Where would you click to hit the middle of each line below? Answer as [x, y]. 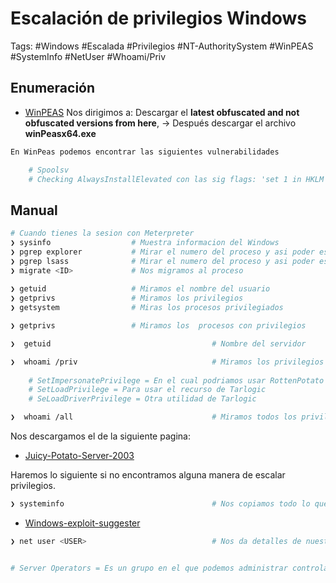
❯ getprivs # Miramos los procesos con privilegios [158, 326]
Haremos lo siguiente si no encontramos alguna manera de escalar [148, 475]
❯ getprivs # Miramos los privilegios [127, 298]
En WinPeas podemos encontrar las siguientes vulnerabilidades [145, 152]
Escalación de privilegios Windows [158, 18]
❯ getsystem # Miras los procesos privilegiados [147, 308]
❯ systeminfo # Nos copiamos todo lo [160, 504]
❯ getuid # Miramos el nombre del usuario [140, 289]
